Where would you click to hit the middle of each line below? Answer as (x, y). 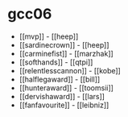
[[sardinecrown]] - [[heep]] (64, 44)
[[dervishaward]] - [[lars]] (62, 96)
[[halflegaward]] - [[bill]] (60, 79)
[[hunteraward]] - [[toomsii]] (66, 88)
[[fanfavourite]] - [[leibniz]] (64, 105)
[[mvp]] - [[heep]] (49, 36)
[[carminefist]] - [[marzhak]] (66, 53)
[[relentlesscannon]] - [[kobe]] (70, 70)
